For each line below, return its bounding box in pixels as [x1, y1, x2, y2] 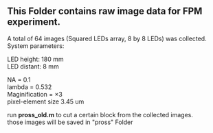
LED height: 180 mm [7, 55, 64, 63]
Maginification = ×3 [7, 90, 63, 98]
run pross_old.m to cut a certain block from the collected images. [7, 110, 194, 119]
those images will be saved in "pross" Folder [7, 118, 133, 126]
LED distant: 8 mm [7, 62, 60, 71]
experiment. [7, 16, 60, 28]
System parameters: [7, 41, 65, 50]
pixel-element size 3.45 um [7, 97, 85, 106]
